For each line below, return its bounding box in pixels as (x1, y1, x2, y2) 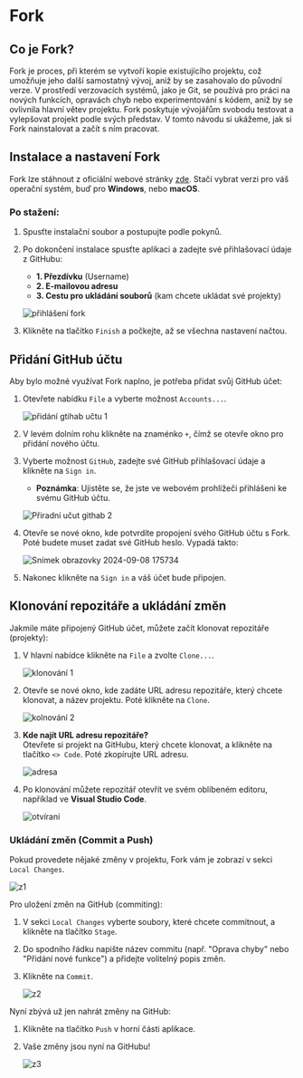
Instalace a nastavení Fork (9, 149, 161, 165)
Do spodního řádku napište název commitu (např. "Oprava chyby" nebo (22, 944, 289, 955)
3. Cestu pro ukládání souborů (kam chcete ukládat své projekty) (35, 291, 282, 302)
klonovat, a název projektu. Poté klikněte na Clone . (22, 694, 210, 705)
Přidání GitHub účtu (9, 351, 123, 367)
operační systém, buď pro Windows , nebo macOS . (9, 183, 201, 194)
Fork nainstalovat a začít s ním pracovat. (9, 123, 160, 134)
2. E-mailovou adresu (35, 281, 118, 292)
